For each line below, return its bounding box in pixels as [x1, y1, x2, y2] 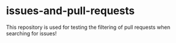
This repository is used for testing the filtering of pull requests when [6, 24, 171, 31]
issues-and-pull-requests [6, 4, 135, 18]
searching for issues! [6, 29, 57, 37]
